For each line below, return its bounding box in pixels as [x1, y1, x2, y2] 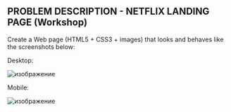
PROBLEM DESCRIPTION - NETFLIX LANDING [7, 6, 210, 17]
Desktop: [7, 56, 34, 64]
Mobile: [7, 83, 30, 92]
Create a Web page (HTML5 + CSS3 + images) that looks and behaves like [7, 35, 224, 43]
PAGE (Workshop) [7, 17, 88, 29]
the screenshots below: [7, 42, 75, 51]
